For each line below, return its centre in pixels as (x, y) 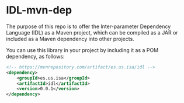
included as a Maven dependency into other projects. (70, 39)
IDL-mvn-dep (39, 10)
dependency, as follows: (35, 56)
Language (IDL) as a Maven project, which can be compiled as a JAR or (92, 32)
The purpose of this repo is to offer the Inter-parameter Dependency (88, 26)
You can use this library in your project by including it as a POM (82, 50)
